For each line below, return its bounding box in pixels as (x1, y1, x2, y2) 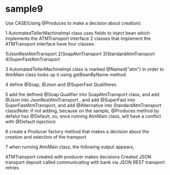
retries (5, 164, 19, 170)
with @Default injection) (5, 118, 56, 124)
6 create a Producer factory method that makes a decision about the (5, 128, 150, 135)
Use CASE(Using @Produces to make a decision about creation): (5, 20, 142, 26)
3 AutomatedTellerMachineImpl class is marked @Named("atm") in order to (5, 66, 164, 72)
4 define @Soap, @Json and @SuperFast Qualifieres (5, 81, 116, 87)
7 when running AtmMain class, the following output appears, (5, 144, 134, 150)
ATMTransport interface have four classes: (5, 40, 95, 47)
